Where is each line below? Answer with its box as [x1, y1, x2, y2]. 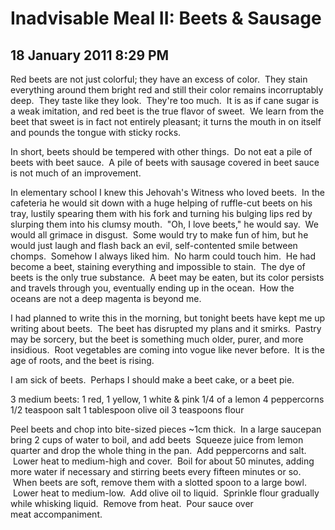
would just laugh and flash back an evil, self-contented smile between [10, 240, 298, 251]
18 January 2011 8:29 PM [10, 47, 170, 64]
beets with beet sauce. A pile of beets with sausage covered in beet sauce [10, 157, 320, 168]
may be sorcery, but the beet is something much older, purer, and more [10, 333, 304, 345]
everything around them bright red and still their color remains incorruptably [10, 84, 324, 96]
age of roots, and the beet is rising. [10, 355, 155, 366]
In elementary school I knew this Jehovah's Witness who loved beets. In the [10, 187, 325, 198]
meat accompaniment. [10, 508, 103, 520]
